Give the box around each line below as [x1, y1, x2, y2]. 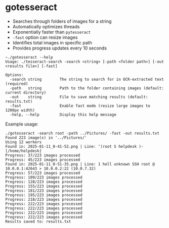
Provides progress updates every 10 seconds [12, 45, 107, 51]
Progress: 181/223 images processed [5, 188, 82, 193]
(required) [5, 81, 28, 86]
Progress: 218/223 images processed [5, 197, 82, 202]
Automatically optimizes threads [12, 23, 80, 29]
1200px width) [5, 107, 35, 112]
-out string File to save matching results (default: [10, 94, 148, 99]
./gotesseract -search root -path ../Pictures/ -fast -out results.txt [5, 131, 159, 136]
